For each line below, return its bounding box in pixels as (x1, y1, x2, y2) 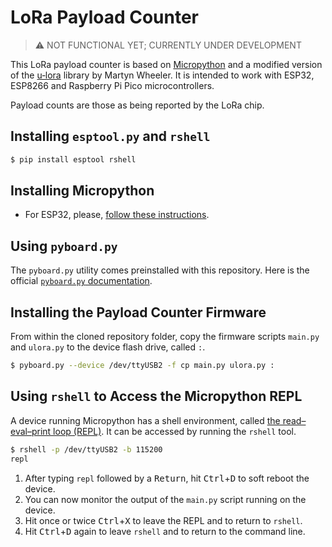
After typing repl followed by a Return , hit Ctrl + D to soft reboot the (24, 472, 310, 484)
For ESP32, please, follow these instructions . (24, 209, 210, 221)
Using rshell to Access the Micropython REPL (10, 388, 303, 405)
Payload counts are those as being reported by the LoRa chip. (10, 99, 265, 111)
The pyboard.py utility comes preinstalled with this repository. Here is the (10, 264, 310, 276)
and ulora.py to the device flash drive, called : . (10, 341, 206, 353)
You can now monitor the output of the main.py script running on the (24, 493, 307, 505)
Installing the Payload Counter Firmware (10, 304, 267, 321)
